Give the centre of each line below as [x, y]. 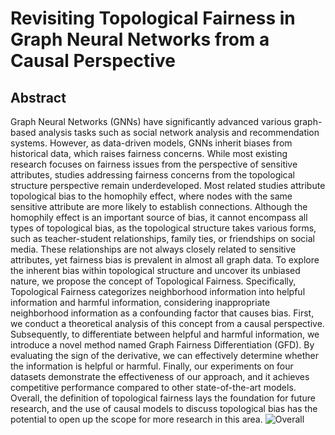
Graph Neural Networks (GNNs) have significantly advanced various [151, 121]
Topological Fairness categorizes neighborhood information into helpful [158, 291]
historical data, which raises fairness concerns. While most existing [149, 153]
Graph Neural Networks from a [140, 39]
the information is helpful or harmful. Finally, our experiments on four [152, 366]
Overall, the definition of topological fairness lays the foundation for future [163, 398]
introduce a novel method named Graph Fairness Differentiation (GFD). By [162, 345]
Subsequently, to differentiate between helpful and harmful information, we [165, 334]
